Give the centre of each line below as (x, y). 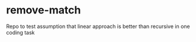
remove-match (44, 10)
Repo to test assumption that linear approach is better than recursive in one (98, 26)
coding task (20, 32)
